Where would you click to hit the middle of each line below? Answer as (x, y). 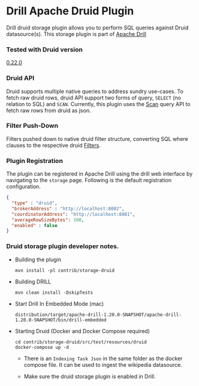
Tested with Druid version (44, 49)
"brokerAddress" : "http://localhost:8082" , (68, 209)
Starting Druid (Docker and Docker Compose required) (82, 331)
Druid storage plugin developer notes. (63, 246)
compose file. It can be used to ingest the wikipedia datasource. (103, 364)
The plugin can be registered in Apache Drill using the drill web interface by (99, 174)
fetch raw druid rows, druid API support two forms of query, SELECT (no (94, 98)
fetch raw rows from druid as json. (49, 110)
